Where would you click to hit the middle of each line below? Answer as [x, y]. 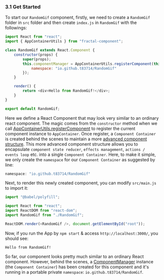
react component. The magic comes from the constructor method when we [81, 123]
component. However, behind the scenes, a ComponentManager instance [79, 261]
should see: [17, 238]
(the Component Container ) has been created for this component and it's [77, 267]
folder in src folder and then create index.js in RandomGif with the [71, 22]
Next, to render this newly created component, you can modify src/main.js [81, 183]
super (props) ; [37, 59]
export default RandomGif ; [32, 108]
